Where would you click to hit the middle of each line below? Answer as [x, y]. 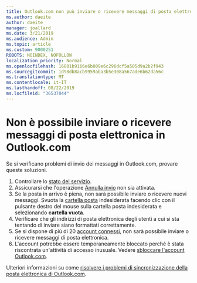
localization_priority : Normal [44, 60]
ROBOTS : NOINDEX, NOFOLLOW [39, 55]
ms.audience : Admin [30, 39]
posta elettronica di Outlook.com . [46, 274]
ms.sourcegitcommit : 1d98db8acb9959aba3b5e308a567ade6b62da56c [85, 72]
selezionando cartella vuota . [50, 213]
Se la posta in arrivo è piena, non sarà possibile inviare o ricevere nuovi [101, 194]
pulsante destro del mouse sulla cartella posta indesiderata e [88, 206]
